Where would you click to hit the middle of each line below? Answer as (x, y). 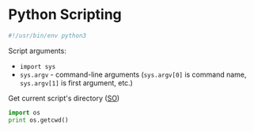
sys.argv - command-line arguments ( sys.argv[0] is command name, (133, 74)
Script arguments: (38, 51)
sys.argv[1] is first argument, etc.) (76, 83)
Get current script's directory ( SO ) (64, 98)
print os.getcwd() (38, 120)
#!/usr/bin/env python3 (47, 36)
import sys (38, 66)
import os (25, 112)
